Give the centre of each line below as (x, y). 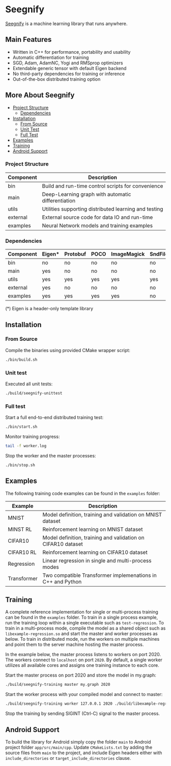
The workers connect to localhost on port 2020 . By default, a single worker (84, 660)
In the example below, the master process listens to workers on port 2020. (83, 655)
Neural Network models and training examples (97, 225)
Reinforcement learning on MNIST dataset (93, 529)
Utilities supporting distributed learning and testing (103, 209)
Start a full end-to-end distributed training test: (54, 417)
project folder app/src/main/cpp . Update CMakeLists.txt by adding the (79, 747)
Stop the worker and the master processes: (51, 455)
